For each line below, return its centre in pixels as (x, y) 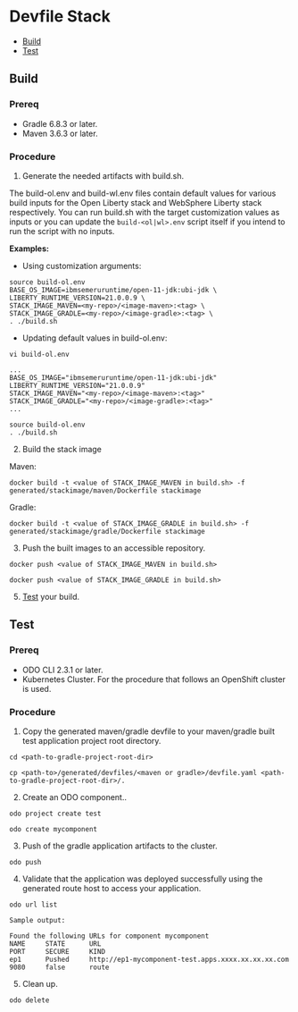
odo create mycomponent (54, 829)
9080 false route (59, 967)
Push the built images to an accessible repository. (114, 548)
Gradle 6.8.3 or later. (60, 123)
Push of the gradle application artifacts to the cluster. (120, 846)
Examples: (29, 249)
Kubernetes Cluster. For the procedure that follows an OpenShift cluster (153, 679)
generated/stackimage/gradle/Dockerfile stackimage (107, 531)
